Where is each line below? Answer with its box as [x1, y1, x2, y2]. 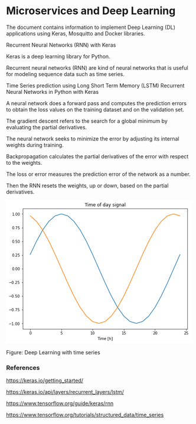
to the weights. [6, 159, 43, 166]
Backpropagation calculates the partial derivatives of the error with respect [6, 152, 189, 160]
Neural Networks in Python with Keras [6, 88, 99, 95]
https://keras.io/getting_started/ [6, 377, 84, 384]
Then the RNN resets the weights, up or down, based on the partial [6, 182, 169, 189]
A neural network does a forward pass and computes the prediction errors [6, 99, 187, 107]
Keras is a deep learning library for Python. [6, 53, 110, 60]
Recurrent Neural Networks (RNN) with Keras [6, 41, 116, 48]
